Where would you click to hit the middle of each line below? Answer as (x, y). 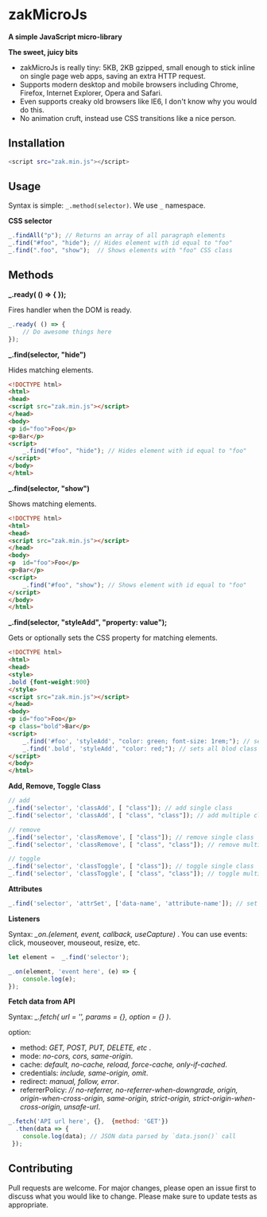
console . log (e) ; (50, 979)
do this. (32, 110)
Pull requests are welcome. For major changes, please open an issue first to (132, 1188)
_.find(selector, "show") (49, 488)
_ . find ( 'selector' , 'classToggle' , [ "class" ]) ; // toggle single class (131, 866)
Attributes (25, 889)
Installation (37, 144)
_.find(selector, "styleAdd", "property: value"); (88, 622)
